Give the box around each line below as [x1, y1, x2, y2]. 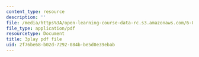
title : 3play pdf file [6, 36, 62, 42]
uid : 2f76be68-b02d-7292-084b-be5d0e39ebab [6, 42, 115, 48]
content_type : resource [6, 8, 65, 15]
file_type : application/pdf [6, 25, 76, 31]
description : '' [6, 14, 46, 20]
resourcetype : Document [6, 31, 65, 37]
